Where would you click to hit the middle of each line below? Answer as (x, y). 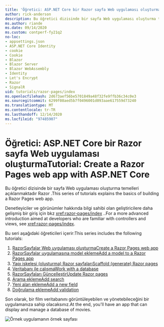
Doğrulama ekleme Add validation (45, 289)
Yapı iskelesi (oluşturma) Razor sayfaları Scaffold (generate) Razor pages (85, 263)
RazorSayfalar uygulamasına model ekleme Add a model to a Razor (79, 253)
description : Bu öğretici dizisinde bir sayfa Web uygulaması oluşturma (81, 19)
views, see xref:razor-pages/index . (40, 224)
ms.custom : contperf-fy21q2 (34, 32)
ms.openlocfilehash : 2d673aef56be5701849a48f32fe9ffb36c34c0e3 (71, 96)
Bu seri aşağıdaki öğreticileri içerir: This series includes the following (73, 233)
